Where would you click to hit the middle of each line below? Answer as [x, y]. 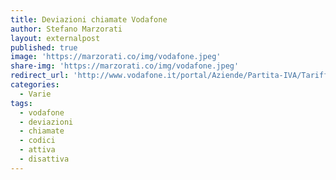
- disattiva [44, 159]
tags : [21, 103]
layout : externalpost [55, 38]
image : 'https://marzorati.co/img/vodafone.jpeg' [116, 57]
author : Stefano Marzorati [66, 29]
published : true [44, 47]
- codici [37, 141]
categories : [35, 85]
